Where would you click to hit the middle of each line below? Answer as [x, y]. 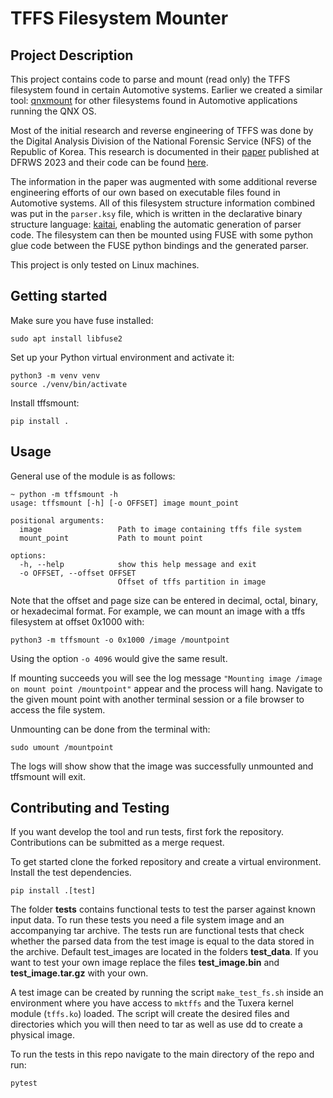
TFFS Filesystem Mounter [119, 18]
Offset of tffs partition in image [192, 582]
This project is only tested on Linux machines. [105, 265]
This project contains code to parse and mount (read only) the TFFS [150, 79]
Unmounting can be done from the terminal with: [110, 729]
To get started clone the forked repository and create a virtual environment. [166, 862]
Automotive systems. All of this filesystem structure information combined [163, 203]
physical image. [42, 1035]
